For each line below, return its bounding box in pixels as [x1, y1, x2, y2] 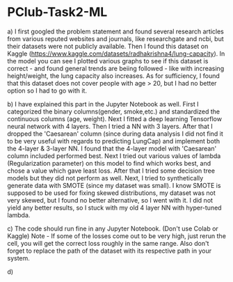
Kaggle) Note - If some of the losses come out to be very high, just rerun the [7, 231, 226, 240]
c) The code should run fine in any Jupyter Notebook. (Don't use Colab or [7, 224, 219, 233]
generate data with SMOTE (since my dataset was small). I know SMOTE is [7, 181, 221, 189]
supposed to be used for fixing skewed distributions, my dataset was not [7, 189, 216, 197]
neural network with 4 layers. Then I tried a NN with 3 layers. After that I [7, 122, 214, 130]
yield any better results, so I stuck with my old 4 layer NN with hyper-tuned [7, 203, 222, 212]
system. [7, 253, 30, 262]
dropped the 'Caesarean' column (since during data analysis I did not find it [7, 130, 224, 138]
